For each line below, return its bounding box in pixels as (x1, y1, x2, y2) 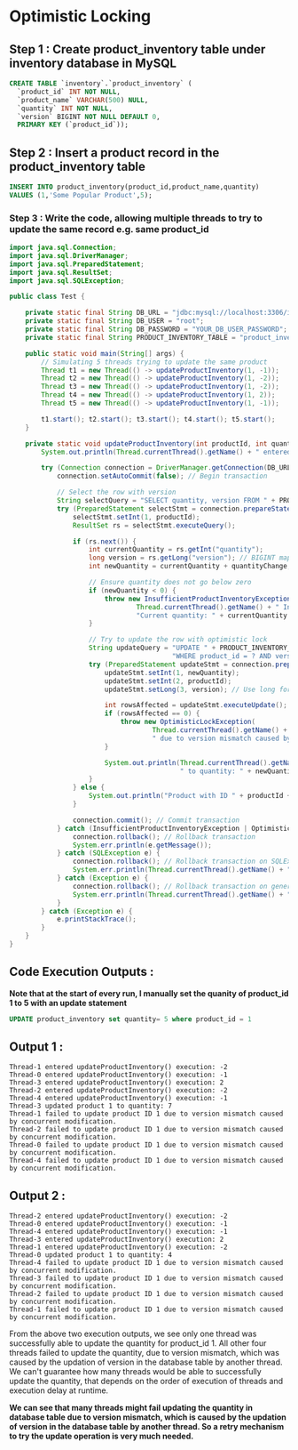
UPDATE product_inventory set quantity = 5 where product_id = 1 (9, 1014, 252, 1024)
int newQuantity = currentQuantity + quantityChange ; (88, 562, 292, 571)
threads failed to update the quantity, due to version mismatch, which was (9, 1348, 279, 1358)
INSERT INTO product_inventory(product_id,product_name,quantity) (9, 182, 260, 192)
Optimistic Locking (9, 6, 152, 27)
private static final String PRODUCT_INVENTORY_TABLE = (25, 333, 237, 342)
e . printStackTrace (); (56, 914, 137, 924)
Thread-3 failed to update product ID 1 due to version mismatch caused (9, 1274, 284, 1283)
